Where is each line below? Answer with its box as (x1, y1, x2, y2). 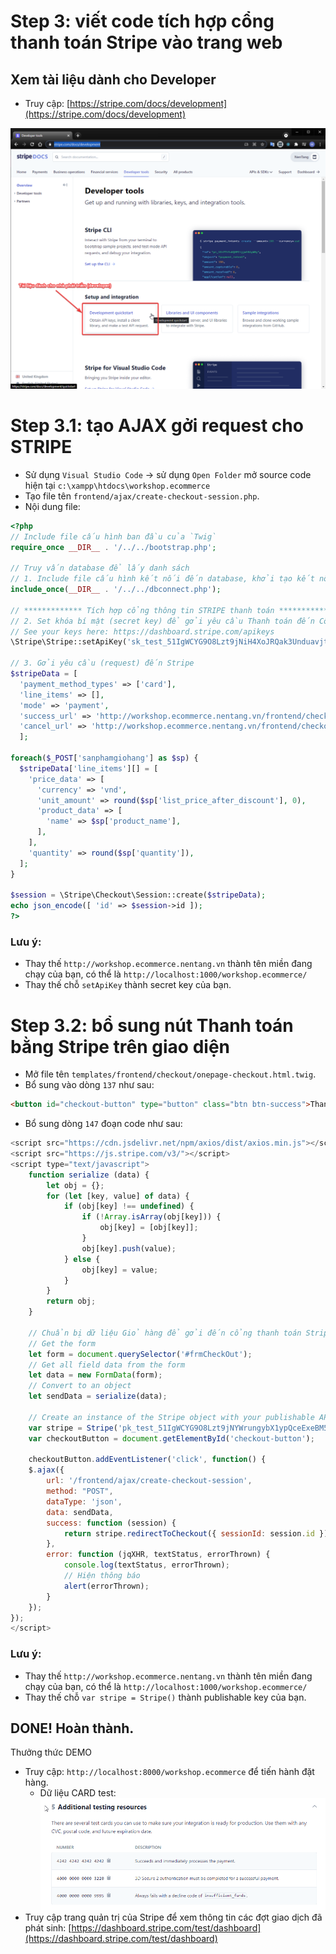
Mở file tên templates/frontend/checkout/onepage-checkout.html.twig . (24, 1068, 317, 1080)
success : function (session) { (46, 1518, 177, 1528)
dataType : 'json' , (46, 1496, 123, 1507)
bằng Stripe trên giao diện (10, 1035, 230, 1058)
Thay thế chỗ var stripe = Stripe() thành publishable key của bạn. (24, 1691, 307, 1703)
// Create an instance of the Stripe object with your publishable (28, 1412, 315, 1422)
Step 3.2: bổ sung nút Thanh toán (10, 1014, 294, 1037)
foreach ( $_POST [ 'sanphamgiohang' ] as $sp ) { (10, 753, 199, 764)
